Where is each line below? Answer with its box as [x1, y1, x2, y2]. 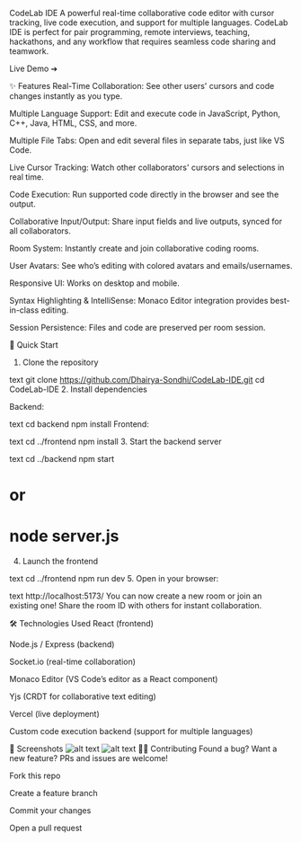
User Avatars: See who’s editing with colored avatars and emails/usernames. [9, 261, 293, 270]
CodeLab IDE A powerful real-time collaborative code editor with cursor [9, 8, 275, 18]
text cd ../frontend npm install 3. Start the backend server [9, 436, 222, 447]
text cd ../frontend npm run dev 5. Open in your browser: [9, 573, 219, 584]
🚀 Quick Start [9, 340, 58, 350]
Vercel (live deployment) [9, 709, 101, 720]
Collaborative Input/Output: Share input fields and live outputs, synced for [9, 216, 283, 226]
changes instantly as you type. [9, 91, 123, 102]
